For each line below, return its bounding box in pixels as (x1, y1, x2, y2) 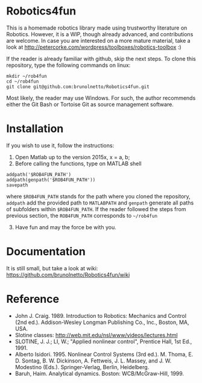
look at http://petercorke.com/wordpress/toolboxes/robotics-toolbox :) (6, 43, 182, 51)
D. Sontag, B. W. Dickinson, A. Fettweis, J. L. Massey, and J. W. (14, 357, 172, 364)
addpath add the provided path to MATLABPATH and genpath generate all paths (6, 199, 194, 206)
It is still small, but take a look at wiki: (6, 264, 98, 272)
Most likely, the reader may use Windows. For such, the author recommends (6, 94, 196, 101)
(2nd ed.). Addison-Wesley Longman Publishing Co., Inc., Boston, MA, (14, 318, 189, 326)
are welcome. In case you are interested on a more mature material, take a (6, 37, 191, 44)
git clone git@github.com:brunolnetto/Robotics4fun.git (6, 83, 150, 90)
